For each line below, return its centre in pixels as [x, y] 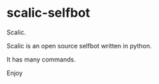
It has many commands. [41, 59]
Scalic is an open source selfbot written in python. [79, 45]
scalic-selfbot [49, 13]
